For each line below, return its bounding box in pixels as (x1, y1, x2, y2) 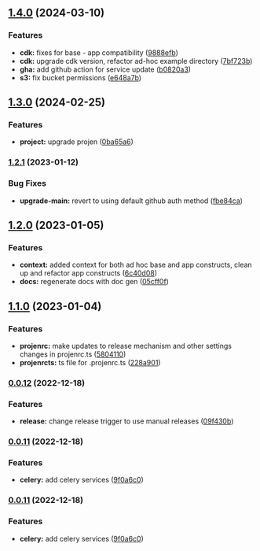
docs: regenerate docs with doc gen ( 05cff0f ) (19, 277, 169, 287)
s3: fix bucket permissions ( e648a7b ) (19, 72, 142, 82)
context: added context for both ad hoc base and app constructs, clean (19, 260, 253, 270)
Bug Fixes (8, 178, 47, 189)
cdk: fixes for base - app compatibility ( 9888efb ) (19, 47, 178, 57)
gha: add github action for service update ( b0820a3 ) (19, 65, 191, 74)
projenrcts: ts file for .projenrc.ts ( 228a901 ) (19, 357, 161, 367)
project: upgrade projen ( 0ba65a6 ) (19, 137, 134, 146)
